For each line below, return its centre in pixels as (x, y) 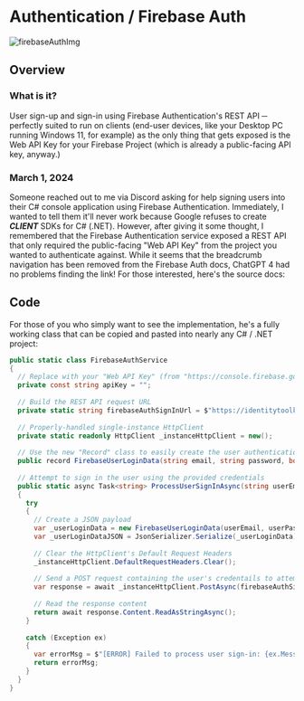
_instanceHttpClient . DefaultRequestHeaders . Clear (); (135, 562)
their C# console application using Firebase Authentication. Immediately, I (147, 206)
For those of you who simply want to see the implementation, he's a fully (145, 324)
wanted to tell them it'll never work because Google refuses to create (138, 216)
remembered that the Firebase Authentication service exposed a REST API (148, 235)
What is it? (33, 96)
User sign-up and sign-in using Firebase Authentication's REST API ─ (139, 116)
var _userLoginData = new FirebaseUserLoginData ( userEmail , (149, 528)
